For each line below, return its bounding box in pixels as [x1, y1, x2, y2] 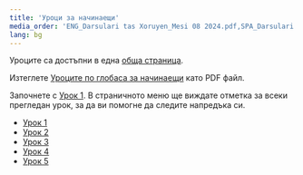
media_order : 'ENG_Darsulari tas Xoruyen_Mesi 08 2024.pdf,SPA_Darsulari [9, 22, 295, 31]
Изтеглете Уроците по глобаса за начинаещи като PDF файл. [9, 73, 245, 83]
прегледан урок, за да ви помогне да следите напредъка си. [9, 100, 246, 111]
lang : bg [9, 30, 43, 39]
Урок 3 [22, 137, 50, 148]
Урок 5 [22, 156, 49, 167]
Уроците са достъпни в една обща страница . [9, 55, 184, 66]
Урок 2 [22, 127, 50, 138]
